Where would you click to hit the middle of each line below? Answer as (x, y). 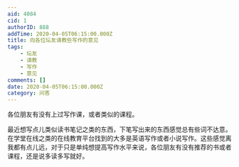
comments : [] (27, 80)
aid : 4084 (22, 14)
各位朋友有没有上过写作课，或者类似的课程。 (73, 114)
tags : (15, 47)
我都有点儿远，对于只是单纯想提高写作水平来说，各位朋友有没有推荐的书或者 (119, 147)
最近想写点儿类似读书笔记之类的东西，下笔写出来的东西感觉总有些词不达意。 (119, 129)
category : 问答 (29, 93)
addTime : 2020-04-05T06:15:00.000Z (60, 34)
